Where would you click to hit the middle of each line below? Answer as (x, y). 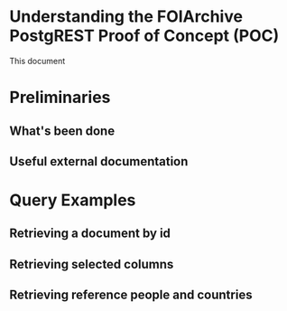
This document (37, 61)
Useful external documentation (99, 161)
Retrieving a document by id (90, 234)
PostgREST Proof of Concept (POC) (144, 36)
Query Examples (73, 200)
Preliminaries (60, 98)
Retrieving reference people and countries (131, 295)
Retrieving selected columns (92, 264)
